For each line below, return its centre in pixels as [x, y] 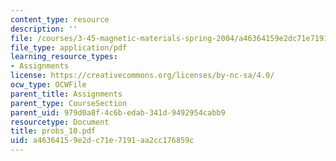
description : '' [44, 29]
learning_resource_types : [64, 57]
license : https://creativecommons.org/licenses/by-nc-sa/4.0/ [142, 76]
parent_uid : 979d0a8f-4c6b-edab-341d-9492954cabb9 [118, 112]
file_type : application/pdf [69, 47]
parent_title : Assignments [66, 94]
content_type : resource [60, 19]
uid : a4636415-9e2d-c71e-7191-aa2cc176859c [102, 141]
